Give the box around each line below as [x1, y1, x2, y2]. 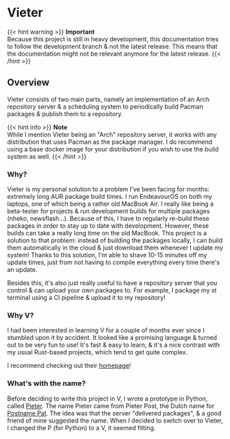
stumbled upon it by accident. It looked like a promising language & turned [7, 334, 218, 342]
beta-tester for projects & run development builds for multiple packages [7, 207, 211, 215]
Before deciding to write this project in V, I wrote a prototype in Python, [7, 394, 208, 403]
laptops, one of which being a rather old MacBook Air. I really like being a [7, 200, 214, 208]
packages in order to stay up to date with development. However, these [7, 222, 209, 230]
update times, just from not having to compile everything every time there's [7, 258, 220, 266]
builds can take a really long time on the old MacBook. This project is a [7, 229, 207, 237]
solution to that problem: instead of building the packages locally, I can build [7, 236, 223, 245]
